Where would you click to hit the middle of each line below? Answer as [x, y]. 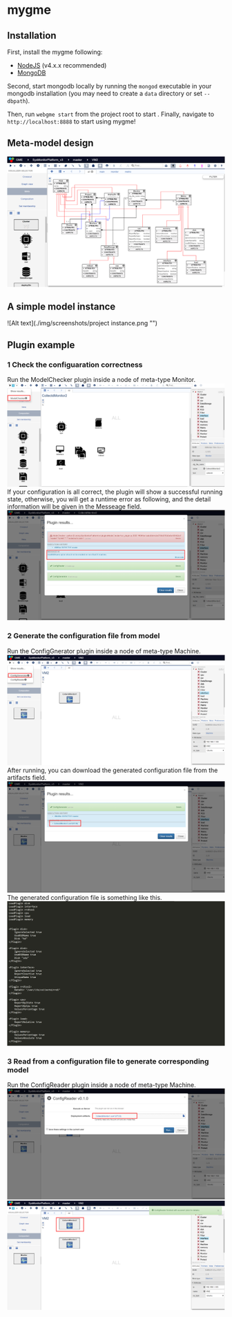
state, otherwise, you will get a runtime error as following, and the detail [109, 499]
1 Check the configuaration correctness [75, 365]
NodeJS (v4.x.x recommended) [62, 65]
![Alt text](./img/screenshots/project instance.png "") [82, 323]
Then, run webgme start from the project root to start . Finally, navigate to [111, 114]
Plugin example [41, 345]
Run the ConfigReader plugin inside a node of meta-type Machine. [102, 1085]
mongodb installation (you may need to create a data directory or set [105, 93]
